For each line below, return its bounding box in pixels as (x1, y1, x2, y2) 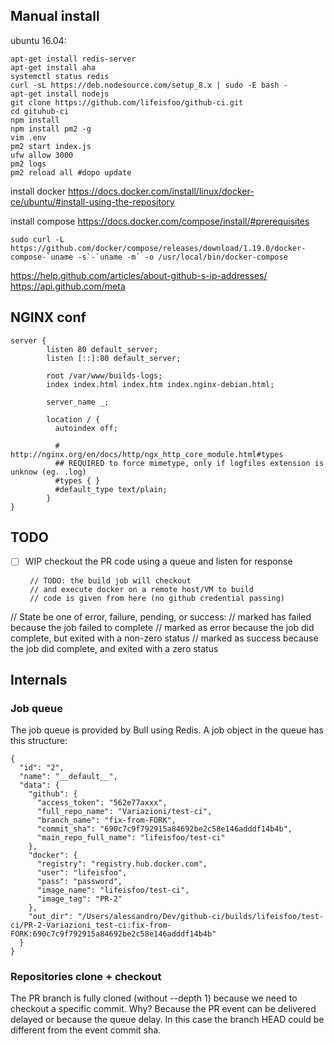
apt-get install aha (10, 62, 97, 73)
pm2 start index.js (10, 141, 92, 151)
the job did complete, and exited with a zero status (10, 642, 219, 654)
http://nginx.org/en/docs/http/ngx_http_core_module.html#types (10, 449, 284, 459)
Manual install (10, 8, 100, 25)
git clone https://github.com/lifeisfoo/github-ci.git (10, 97, 244, 108)
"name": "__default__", (19, 772, 118, 782)
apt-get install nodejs (10, 89, 110, 99)
